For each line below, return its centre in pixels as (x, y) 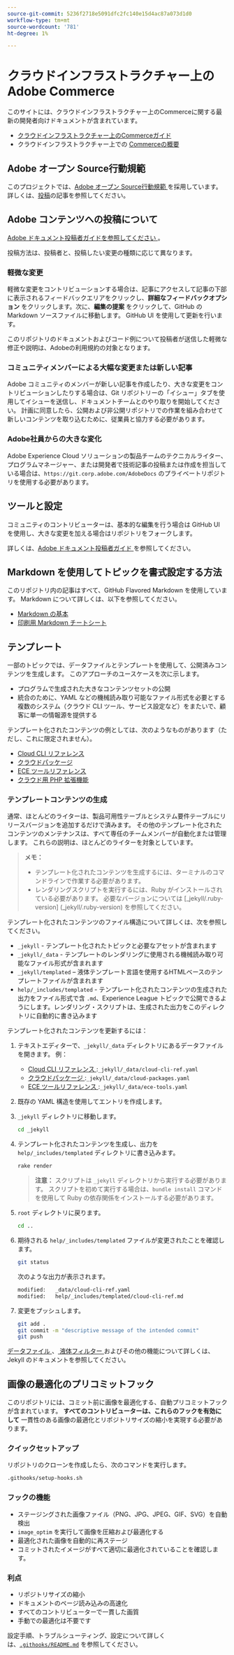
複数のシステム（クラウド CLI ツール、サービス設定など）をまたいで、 (118, 706)
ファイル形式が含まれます (66, 963)
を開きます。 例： (43, 1054)
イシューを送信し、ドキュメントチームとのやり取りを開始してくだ (120, 402)
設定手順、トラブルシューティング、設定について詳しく (86, 1635)
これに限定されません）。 (61, 739)
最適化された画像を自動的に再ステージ (72, 1540)
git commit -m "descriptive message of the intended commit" (108, 1330)
